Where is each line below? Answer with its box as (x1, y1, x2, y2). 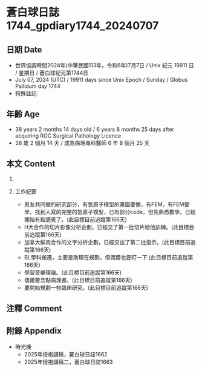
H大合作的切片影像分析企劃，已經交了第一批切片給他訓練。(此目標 (24, 223, 189, 230)
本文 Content (6, 159, 56, 169)
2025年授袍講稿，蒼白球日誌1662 (24, 350, 108, 358)
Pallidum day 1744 (15, 82, 60, 90)
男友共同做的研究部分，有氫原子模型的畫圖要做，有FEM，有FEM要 (24, 201, 190, 208)
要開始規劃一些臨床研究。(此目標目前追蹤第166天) (24, 284, 148, 291)
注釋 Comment (6, 304, 62, 314)
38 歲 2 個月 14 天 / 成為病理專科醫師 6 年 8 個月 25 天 (15, 139, 150, 146)
